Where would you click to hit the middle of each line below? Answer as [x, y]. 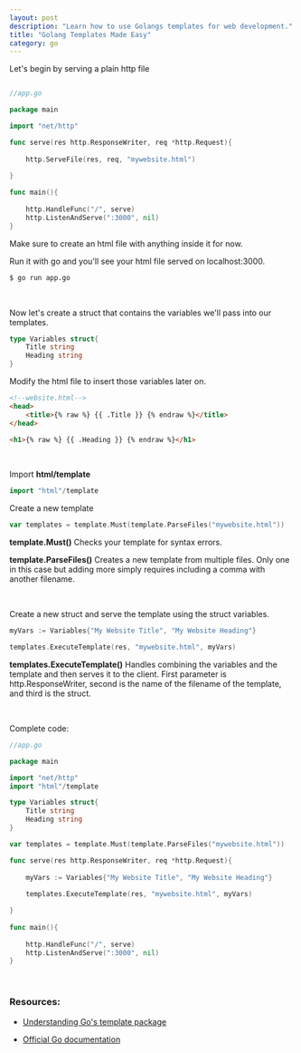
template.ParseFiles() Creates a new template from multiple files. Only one [150, 560]
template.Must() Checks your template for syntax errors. [116, 542]
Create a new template [52, 508]
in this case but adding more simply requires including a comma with [137, 570]
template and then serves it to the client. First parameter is [118, 674]
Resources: [35, 1002]
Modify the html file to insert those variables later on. [108, 381]
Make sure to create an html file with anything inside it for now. [126, 243]
